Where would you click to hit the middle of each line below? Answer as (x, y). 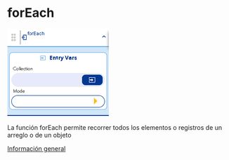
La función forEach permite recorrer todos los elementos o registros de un (115, 127)
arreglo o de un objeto (39, 135)
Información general (37, 148)
